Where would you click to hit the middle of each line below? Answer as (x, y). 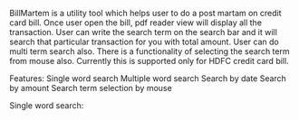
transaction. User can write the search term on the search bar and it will (144, 32)
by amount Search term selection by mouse (91, 88)
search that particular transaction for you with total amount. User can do (144, 42)
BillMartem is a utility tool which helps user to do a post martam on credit (146, 13)
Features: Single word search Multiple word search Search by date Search (148, 78)
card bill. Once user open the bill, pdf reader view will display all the (136, 23)
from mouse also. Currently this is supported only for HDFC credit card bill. (149, 61)
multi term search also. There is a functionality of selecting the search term (149, 51)
